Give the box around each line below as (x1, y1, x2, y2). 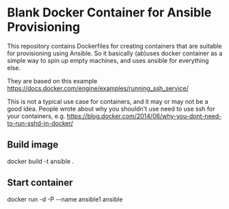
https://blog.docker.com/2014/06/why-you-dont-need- (66, 111, 222, 120)
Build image (7, 139, 59, 151)
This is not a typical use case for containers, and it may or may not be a (7, 97, 208, 105)
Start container (7, 177, 73, 189)
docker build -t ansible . (7, 157, 74, 165)
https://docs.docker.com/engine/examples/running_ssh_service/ (7, 84, 189, 92)
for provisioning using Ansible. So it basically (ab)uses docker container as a (7, 49, 223, 57)
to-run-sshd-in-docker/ (7, 119, 74, 127)
